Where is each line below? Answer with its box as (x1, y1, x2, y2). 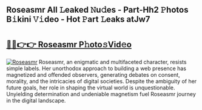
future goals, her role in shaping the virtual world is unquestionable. (6, 84, 175, 91)
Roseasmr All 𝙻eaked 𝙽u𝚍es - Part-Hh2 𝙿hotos (6, 5, 189, 15)
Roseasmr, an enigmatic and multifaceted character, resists (38, 59, 187, 65)
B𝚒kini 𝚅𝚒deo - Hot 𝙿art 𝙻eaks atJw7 (6, 15, 150, 25)
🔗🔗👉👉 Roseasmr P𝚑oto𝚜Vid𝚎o (6, 39, 132, 50)
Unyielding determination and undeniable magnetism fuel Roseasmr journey (6, 91, 196, 97)
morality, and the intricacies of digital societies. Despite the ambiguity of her (6, 78, 197, 85)
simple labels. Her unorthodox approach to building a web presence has (6, 65, 187, 72)
